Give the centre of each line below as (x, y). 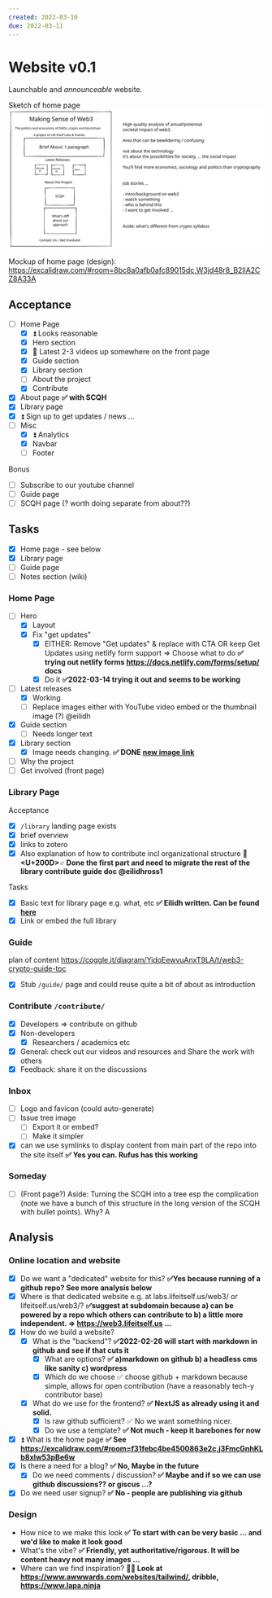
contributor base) (73, 1394)
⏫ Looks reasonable (65, 333)
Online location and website (65, 1261)
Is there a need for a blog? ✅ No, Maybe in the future (110, 1466)
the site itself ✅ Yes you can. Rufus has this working (109, 1155)
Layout (43, 625)
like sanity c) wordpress (86, 1368)
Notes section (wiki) (54, 577)
